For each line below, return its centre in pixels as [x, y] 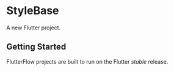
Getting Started [36, 47]
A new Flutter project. [34, 28]
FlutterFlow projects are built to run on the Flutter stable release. [87, 61]
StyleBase [33, 11]
